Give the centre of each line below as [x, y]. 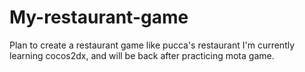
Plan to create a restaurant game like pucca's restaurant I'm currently [152, 45]
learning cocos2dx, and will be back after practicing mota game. [142, 55]
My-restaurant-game [99, 17]
